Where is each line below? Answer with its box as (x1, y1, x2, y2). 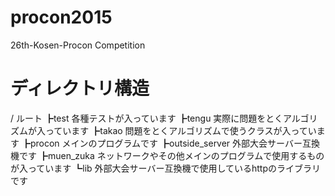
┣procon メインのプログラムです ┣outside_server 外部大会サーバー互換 (21, 137, 320, 149)
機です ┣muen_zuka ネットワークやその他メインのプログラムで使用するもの (10, 149, 325, 161)
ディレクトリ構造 (10, 77, 150, 100)
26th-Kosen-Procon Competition (10, 39, 146, 51)
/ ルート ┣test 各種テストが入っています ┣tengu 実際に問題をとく (10, 112, 283, 124)
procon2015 (10, 6, 113, 29)
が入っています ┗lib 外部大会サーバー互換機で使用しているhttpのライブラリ (10, 162, 321, 174)
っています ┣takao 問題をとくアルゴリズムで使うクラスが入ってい (44, 124, 317, 136)
